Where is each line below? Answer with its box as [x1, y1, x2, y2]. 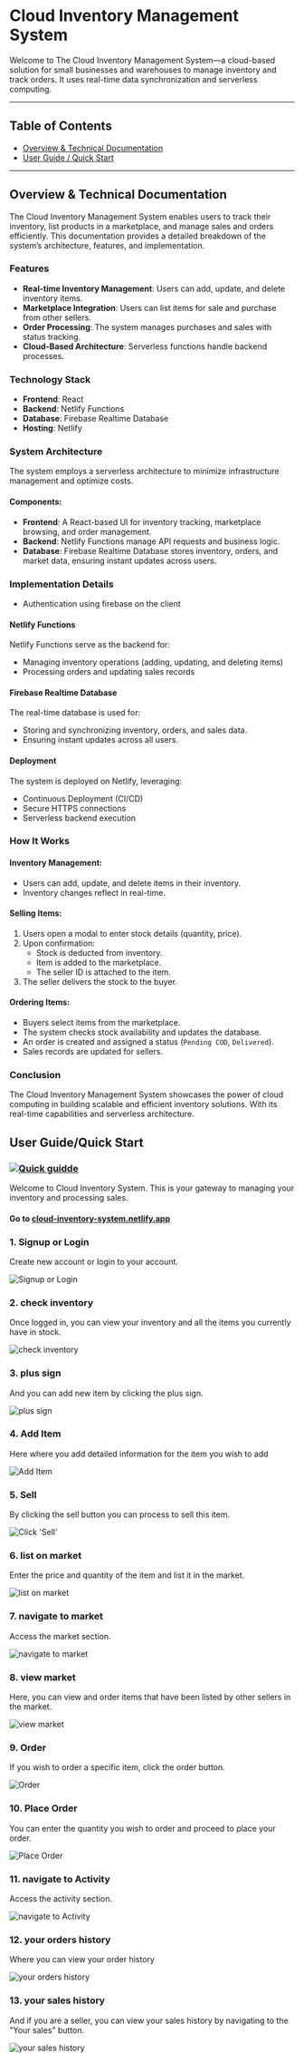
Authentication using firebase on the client [22, 598, 181, 608]
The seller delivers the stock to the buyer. [22, 976, 178, 987]
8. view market [9, 1670, 76, 1683]
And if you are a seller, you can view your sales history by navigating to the [9, 2015, 289, 2026]
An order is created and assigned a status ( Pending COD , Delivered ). [22, 1036, 274, 1047]
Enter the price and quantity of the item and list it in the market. [9, 1570, 245, 1581]
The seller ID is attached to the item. [35, 967, 172, 978]
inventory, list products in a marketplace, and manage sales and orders [9, 220, 274, 231]
